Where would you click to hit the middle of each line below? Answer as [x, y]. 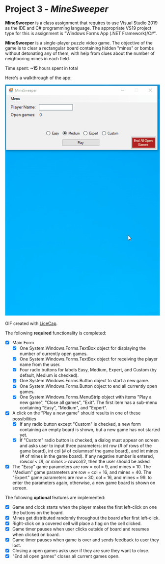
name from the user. [40, 364]
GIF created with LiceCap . [31, 323]
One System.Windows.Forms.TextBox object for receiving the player [89, 359]
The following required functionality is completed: [56, 333]
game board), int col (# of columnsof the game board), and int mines [89, 451]
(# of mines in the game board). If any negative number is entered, [87, 456]
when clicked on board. [36, 534]
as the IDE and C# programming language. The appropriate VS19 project [78, 28]
